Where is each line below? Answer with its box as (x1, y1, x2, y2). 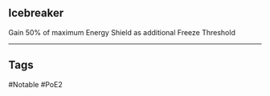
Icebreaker (8, 6, 64, 20)
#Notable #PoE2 (8, 79, 63, 89)
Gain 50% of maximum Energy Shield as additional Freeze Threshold (8, 27, 235, 37)
